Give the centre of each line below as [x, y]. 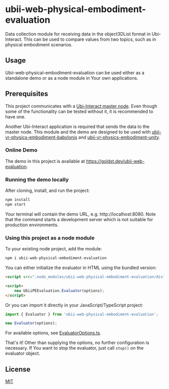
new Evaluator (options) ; [31, 323]
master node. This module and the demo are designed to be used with [78, 132]
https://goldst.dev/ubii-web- [115, 161]
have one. [16, 116]
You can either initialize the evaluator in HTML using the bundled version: [81, 268]
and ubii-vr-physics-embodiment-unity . [119, 137]
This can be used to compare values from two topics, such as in [90, 39]
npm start [16, 205]
